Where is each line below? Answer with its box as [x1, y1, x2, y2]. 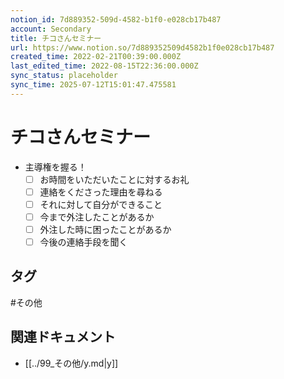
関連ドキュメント [10, 329, 116, 346]
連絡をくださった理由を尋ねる [39, 186, 163, 198]
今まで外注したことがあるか [39, 211, 155, 223]
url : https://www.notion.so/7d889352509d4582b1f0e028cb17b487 [10, 42, 275, 53]
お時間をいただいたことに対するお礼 [39, 173, 190, 185]
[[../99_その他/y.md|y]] [24, 357, 119, 369]
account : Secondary [10, 24, 92, 34]
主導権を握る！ [24, 161, 87, 173]
